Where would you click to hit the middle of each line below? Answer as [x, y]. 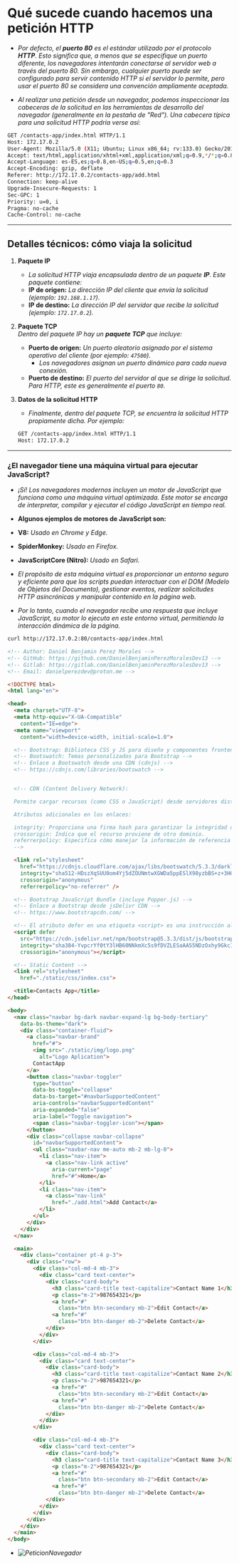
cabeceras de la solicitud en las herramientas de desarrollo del [111, 107]
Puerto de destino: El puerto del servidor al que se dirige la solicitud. [130, 378]
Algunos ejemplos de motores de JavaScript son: [92, 519]
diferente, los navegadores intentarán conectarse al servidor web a [117, 63]
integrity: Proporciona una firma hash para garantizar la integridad [121, 827]
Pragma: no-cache [33, 208]
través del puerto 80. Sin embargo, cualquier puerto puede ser [110, 71]
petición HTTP [51, 28]
